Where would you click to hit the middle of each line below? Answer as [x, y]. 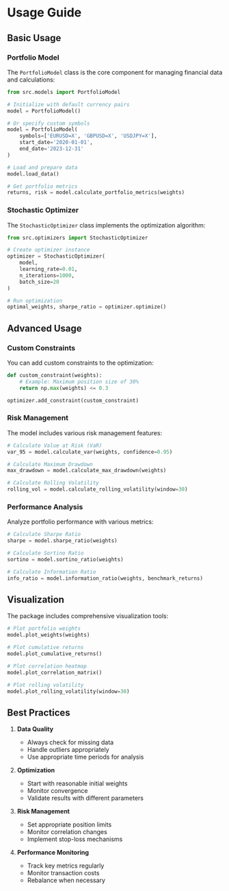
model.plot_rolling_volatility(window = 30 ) [68, 691]
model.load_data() [33, 174]
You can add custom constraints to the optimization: [80, 363]
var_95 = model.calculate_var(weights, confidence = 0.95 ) [90, 452]
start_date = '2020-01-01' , [56, 143]
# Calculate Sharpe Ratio [44, 535]
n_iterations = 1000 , [47, 276]
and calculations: [31, 80]
